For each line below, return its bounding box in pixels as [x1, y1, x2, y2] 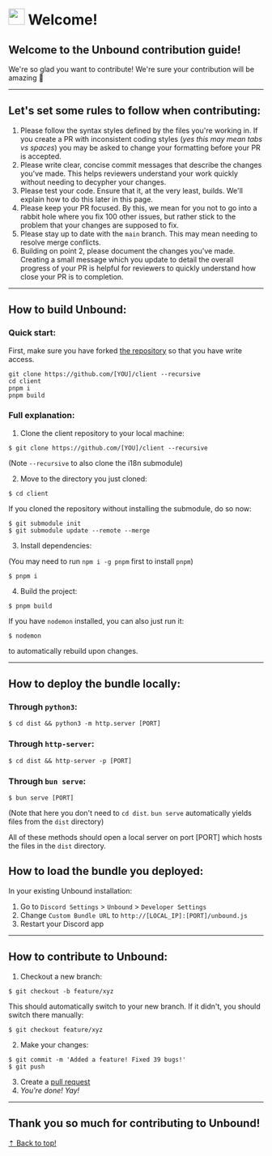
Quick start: [8, 327, 57, 339]
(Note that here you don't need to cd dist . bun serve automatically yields [8, 808, 253, 818]
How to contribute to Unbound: [8, 950, 168, 964]
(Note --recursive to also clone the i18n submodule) [8, 458, 184, 467]
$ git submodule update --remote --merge [8, 527, 151, 535]
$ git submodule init [8, 519, 82, 527]
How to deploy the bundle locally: [8, 677, 181, 691]
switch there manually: [8, 1009, 84, 1020]
